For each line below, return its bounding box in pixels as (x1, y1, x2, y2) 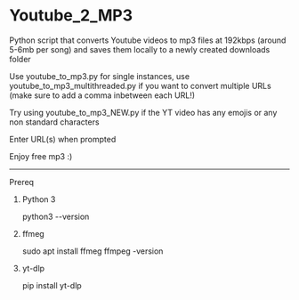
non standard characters (9, 117, 100, 127)
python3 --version (21, 211, 90, 222)
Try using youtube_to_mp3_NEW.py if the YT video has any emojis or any (9, 107, 278, 118)
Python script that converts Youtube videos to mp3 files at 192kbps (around (9, 35, 287, 45)
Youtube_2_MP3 (9, 5, 133, 26)
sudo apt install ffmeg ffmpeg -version (21, 246, 164, 256)
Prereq (9, 176, 34, 187)
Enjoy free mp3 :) (9, 150, 73, 161)
